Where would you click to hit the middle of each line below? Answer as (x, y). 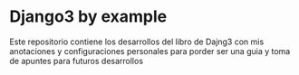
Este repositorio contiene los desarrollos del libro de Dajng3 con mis (137, 42)
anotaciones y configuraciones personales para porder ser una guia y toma (150, 51)
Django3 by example (88, 17)
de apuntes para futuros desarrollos (76, 61)
